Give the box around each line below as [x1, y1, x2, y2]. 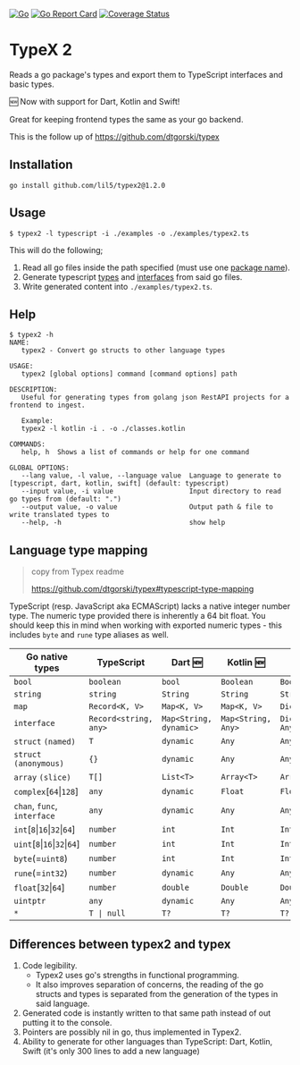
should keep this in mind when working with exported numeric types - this [9, 620, 283, 630]
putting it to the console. [21, 1018, 112, 1027]
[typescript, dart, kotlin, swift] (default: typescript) [9, 479, 229, 488]
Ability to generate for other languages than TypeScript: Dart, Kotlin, [21, 1036, 273, 1046]
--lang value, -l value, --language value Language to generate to [21, 471, 281, 480]
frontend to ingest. [9, 401, 87, 410]
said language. [35, 998, 90, 1009]
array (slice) [13, 773, 71, 782]
